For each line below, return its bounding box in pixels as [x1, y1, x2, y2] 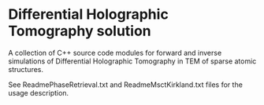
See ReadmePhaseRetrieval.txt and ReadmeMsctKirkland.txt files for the [8, 80, 243, 89]
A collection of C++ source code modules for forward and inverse [8, 48, 222, 57]
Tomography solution [8, 22, 151, 40]
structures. [8, 64, 43, 74]
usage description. [8, 88, 69, 97]
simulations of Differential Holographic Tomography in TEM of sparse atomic [8, 56, 257, 66]
